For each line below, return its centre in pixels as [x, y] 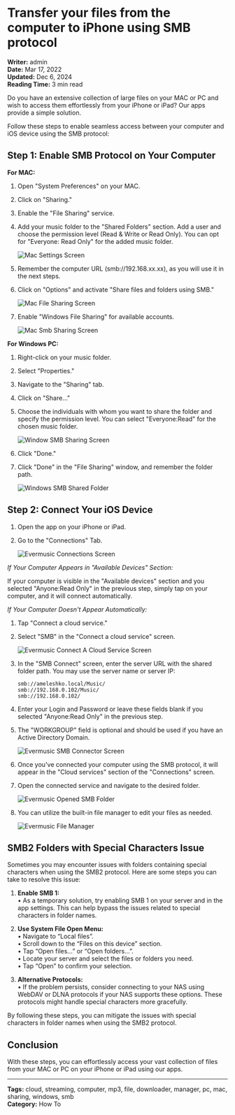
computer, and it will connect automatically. [70, 596]
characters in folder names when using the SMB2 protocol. [92, 1023]
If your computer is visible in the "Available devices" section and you [106, 581]
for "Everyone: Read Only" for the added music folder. [95, 241]
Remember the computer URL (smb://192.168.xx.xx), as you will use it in [120, 268]
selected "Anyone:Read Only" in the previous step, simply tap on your [107, 588]
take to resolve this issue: [44, 879]
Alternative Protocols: [50, 979]
